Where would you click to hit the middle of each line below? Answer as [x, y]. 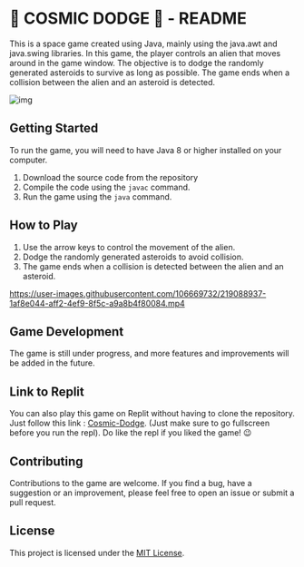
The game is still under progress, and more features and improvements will [149, 354]
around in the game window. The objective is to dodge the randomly [137, 63]
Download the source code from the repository [110, 177]
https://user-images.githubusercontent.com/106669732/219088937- [138, 293]
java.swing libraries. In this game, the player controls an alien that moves [145, 53]
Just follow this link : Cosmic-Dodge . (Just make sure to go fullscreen [140, 423]
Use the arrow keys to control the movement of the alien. [129, 247]
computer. [29, 160]
